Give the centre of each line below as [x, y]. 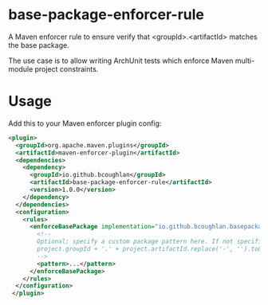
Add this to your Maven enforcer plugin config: [85, 123]
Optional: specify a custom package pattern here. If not [135, 242]
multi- [245, 61]
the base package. [39, 45]
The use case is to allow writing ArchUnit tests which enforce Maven [121, 61]
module [21, 68]
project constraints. [67, 68]
